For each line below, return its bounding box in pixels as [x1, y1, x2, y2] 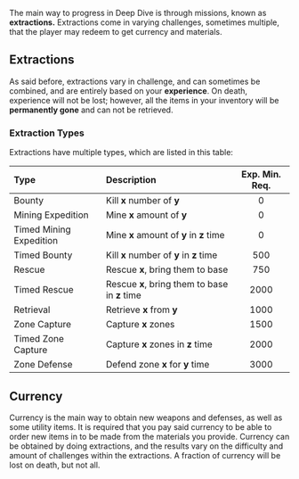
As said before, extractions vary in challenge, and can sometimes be [9, 76, 261, 87]
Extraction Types [9, 127, 85, 139]
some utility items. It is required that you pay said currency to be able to [9, 421, 272, 432]
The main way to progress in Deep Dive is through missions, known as [9, 8, 267, 18]
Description [105, 174, 158, 186]
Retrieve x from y [105, 303, 178, 316]
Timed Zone [13, 333, 65, 345]
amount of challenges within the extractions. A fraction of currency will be [9, 450, 281, 460]
